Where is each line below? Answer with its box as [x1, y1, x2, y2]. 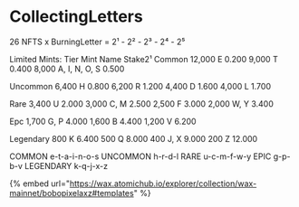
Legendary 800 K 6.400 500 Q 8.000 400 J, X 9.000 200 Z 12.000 [9, 133, 258, 144]
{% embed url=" [9, 178, 71, 189]
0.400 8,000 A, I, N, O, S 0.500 [9, 63, 125, 74]
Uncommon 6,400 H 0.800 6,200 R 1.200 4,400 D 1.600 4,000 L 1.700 [9, 80, 272, 91]
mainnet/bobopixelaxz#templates [9, 187, 134, 198]
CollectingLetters [9, 6, 143, 27]
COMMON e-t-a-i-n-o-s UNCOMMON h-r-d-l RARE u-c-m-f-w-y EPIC [9, 151, 272, 162]
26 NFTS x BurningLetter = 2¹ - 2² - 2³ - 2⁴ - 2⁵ [9, 36, 186, 47]
